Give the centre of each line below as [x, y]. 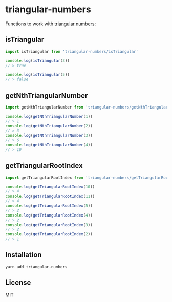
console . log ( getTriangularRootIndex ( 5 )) [49, 206]
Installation [24, 255]
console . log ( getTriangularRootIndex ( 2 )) [49, 234]
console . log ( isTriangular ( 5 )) [38, 75]
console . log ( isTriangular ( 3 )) [38, 61]
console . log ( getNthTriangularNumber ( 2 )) [49, 126]
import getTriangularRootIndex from [44, 178]
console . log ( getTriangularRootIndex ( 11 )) [50, 196]
